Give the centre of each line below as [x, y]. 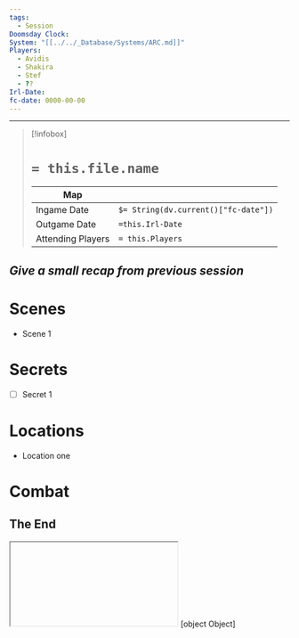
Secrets [39, 369]
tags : [19, 17]
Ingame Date [62, 210]
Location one [46, 455]
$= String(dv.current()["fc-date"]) [196, 210]
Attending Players [73, 239]
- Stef [29, 76]
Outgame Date [65, 225]
